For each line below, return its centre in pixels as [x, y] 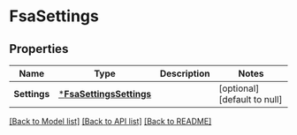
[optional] [239, 88]
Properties [39, 49]
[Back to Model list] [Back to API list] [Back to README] [110, 121]
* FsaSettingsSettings [105, 94]
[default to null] [251, 99]
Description [185, 74]
